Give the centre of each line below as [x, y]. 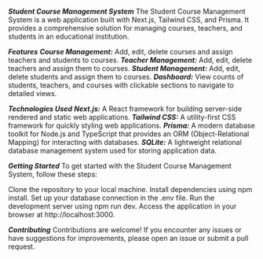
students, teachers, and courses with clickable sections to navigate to [121, 85]
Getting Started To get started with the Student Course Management [120, 166]
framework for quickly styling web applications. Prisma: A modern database [131, 126]
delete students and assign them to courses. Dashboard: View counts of [126, 77]
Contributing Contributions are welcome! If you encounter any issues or [125, 230]
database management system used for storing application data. [113, 150]
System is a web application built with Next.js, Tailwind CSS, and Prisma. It [129, 20]
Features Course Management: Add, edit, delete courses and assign [121, 52]
